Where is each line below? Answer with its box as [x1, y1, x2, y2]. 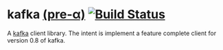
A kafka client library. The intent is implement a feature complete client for [7, 29, 217, 37]
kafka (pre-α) [7, 7, 86, 22]
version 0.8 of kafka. [7, 36, 66, 44]
